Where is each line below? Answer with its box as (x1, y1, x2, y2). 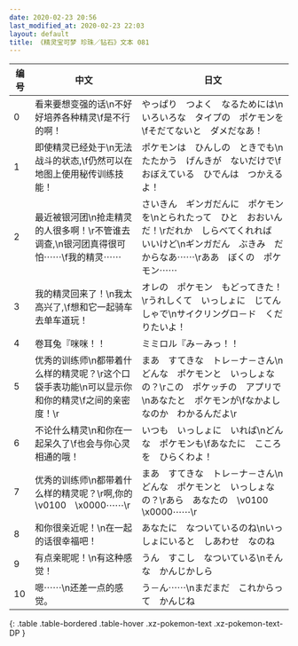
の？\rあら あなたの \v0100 (141, 494, 269, 507)
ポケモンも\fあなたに (159, 437, 247, 450)
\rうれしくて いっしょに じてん (141, 295, 282, 307)
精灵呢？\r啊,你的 (61, 487, 133, 500)
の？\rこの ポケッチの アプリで (141, 381, 282, 393)
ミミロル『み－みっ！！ (141, 338, 239, 351)
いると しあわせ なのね (168, 535, 275, 548)
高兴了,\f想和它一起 (35, 301, 115, 313)
